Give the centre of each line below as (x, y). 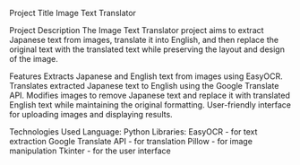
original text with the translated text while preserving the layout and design (147, 49)
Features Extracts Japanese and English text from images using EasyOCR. (146, 76)
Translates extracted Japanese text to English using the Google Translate (144, 86)
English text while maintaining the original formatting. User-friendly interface (150, 105)
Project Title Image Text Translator (73, 13)
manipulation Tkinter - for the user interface (90, 151)
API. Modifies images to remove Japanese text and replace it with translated (150, 95)
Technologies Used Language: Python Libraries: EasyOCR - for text (133, 132)
